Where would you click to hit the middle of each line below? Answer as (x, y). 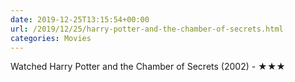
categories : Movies (51, 38)
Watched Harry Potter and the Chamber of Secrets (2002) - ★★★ (148, 67)
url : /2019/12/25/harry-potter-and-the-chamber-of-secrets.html (147, 29)
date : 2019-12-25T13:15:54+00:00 (80, 19)
